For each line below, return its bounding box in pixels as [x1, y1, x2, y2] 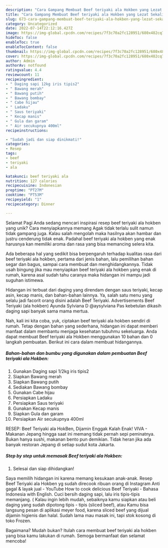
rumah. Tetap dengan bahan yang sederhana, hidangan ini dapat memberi [5, 323, 158, 329]
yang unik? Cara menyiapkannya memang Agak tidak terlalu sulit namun [5, 225, 154, 231]
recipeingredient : [5, 77, 44, 82]
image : [5, 30, 19, 35]
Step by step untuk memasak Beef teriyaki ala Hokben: [5, 453, 123, 459]
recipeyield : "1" [5, 197, 42, 202]
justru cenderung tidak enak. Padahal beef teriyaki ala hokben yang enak [5, 236, 156, 242]
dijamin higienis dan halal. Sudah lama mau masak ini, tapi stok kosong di [5, 512, 156, 518]
